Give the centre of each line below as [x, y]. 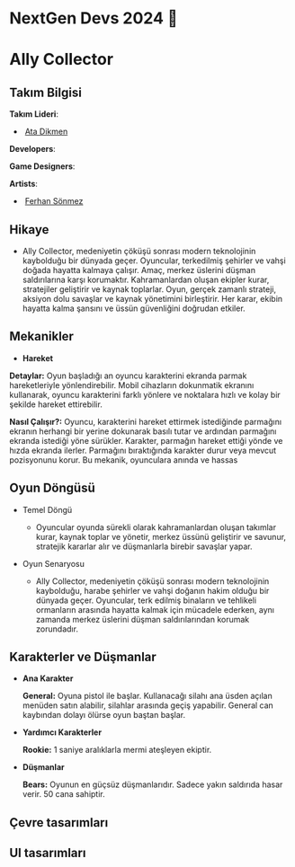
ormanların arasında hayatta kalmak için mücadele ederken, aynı [155, 609]
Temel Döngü [47, 509]
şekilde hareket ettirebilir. [56, 404]
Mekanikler [42, 336]
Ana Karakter [48, 678]
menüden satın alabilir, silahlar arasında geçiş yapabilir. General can [148, 705]
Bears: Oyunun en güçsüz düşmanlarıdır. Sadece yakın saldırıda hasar [152, 784]
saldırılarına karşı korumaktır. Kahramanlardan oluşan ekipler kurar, [146, 279]
